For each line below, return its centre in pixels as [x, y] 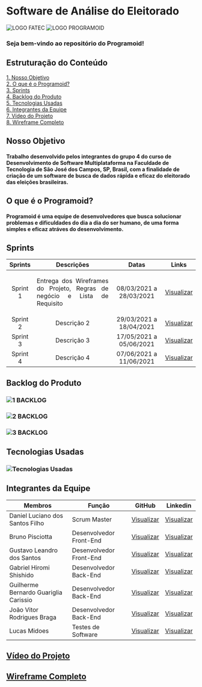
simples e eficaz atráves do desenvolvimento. [65, 229]
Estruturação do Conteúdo [57, 63]
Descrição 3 [72, 340]
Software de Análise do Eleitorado [93, 11]
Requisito [50, 303]
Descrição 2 [72, 323]
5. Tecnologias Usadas [35, 103]
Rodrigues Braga [33, 617]
